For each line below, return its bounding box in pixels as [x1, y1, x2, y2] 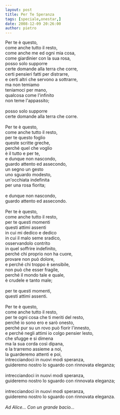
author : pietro [5, 26, 37, 31]
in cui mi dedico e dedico [5, 230, 57, 236]
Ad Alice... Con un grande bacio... [5, 404, 75, 411]
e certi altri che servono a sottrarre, [5, 77, 78, 83]
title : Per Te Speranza [5, 12, 55, 17]
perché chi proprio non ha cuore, [5, 251, 73, 257]
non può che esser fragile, [5, 267, 59, 273]
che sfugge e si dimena [5, 335, 53, 341]
